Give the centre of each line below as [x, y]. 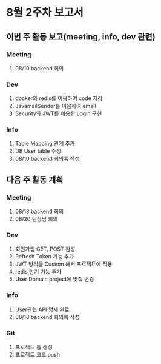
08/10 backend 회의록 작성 [48, 159]
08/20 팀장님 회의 [36, 219]
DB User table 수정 [38, 151]
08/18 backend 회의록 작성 [47, 317]
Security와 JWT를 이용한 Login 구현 [58, 113]
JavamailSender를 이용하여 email [55, 106]
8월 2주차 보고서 [45, 12]
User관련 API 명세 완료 [42, 309]
